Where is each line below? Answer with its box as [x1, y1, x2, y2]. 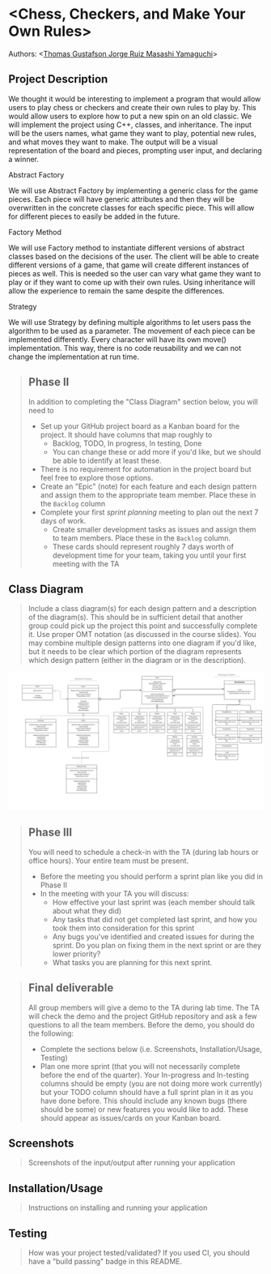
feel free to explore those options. [40, 472, 154, 482]
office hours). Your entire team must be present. [28, 856, 189, 866]
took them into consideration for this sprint [52, 923, 195, 933]
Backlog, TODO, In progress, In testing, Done [52, 438, 202, 448]
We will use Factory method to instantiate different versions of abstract [8, 242, 245, 252]
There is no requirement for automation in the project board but [40, 464, 252, 474]
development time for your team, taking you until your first [52, 550, 247, 560]
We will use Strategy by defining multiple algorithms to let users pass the [8, 317, 252, 327]
